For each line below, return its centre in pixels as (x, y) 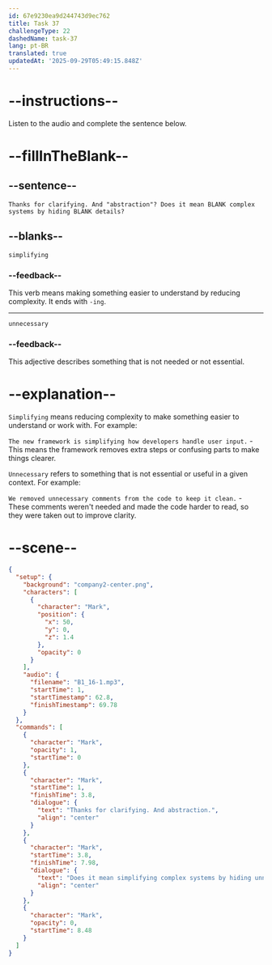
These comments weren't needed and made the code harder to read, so (129, 507)
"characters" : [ (51, 592)
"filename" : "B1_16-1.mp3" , (77, 683)
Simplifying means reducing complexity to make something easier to (124, 417)
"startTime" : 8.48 (61, 931)
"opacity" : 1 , (54, 750)
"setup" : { (34, 577)
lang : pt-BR (28, 46)
